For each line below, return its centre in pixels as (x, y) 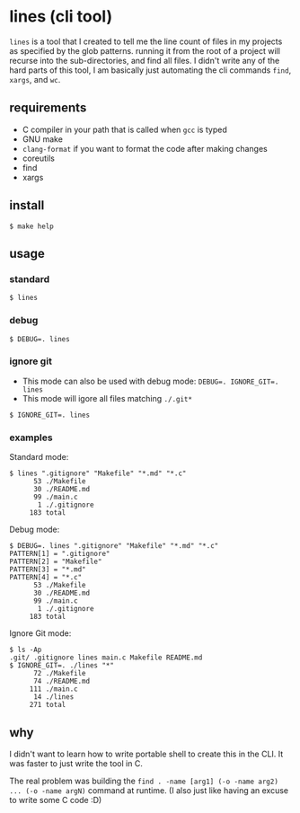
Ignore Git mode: (40, 633)
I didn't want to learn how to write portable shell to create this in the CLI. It (146, 754)
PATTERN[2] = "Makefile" (56, 562)
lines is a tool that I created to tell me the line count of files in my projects (146, 41)
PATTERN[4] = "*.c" (46, 578)
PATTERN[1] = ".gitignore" (60, 554)
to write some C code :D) (56, 800)
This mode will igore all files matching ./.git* (107, 398)
